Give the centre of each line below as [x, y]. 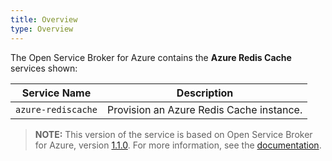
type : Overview [42, 29]
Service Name [56, 93]
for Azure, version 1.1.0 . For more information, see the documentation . [178, 145]
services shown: [44, 68]
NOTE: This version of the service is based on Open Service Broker [173, 134]
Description [205, 93]
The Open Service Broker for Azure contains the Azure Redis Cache [151, 57]
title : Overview [44, 19]
